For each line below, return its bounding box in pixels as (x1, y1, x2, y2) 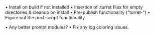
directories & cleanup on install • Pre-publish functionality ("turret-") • (5, 9, 150, 15)
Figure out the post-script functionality (5, 15, 85, 20)
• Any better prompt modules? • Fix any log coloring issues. (5, 24, 129, 30)
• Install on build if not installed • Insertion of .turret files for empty (5, 4, 143, 10)
